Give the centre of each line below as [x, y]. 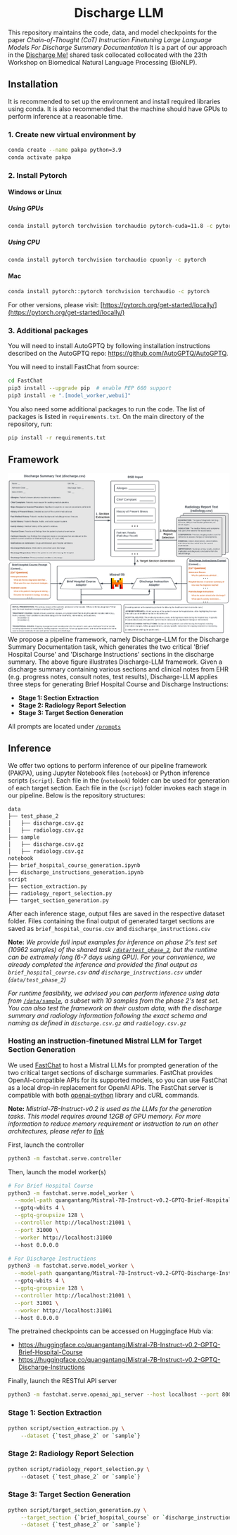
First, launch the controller [46, 1145]
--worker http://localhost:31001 [63, 1310]
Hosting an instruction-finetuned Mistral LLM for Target [105, 1041]
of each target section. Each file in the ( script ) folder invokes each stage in [117, 788]
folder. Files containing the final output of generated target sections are [111, 921]
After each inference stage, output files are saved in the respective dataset [116, 913]
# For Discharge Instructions [52, 1259]
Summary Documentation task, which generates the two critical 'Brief [109, 647]
